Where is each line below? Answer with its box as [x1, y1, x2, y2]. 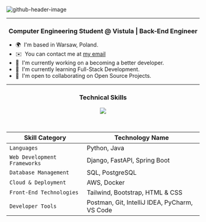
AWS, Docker [86, 178, 125, 186]
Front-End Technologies [9, 189, 79, 196]
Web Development [9, 153, 57, 161]
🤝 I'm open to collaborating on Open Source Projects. [15, 72, 151, 80]
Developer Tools [9, 202, 57, 210]
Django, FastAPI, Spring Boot [86, 156, 170, 164]
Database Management [9, 169, 69, 176]
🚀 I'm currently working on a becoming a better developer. [15, 59, 164, 67]
